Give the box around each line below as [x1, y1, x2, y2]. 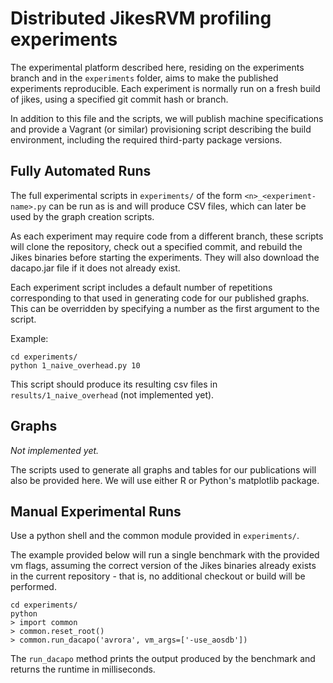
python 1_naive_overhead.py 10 [10, 360, 141, 371]
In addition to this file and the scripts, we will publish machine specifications [10, 112, 324, 124]
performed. [10, 581, 57, 593]
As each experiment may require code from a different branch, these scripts [10, 230, 324, 242]
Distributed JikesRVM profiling [10, 7, 272, 30]
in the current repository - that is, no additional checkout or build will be [10, 570, 306, 582]
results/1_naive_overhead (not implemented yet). [10, 388, 215, 401]
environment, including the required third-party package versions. [10, 133, 283, 146]
